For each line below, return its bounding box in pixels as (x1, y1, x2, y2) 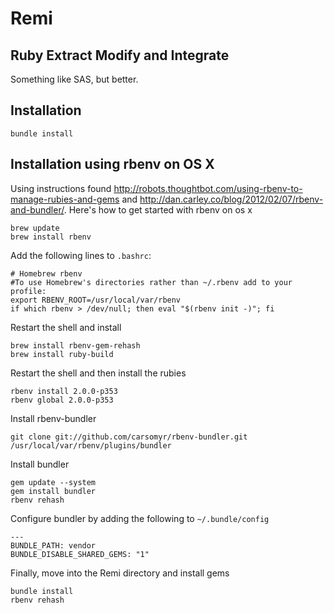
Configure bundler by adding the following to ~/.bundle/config (10, 512, 270, 524)
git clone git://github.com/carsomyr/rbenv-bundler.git (10, 432, 248, 442)
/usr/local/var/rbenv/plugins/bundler (10, 440, 172, 451)
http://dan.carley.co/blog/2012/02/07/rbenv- (139, 193, 324, 205)
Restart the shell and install (10, 321, 122, 333)
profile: (10, 286, 47, 296)
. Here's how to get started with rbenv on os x (63, 203, 253, 216)
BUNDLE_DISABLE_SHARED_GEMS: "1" (10, 549, 150, 559)
